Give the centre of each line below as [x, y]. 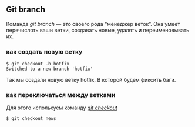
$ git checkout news [31, 119]
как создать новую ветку [44, 51]
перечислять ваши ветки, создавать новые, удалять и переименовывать [98, 30]
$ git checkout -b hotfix [38, 64]
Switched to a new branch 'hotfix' [50, 69]
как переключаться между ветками [61, 95]
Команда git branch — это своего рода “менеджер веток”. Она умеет [93, 24]
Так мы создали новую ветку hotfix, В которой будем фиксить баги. [91, 80]
